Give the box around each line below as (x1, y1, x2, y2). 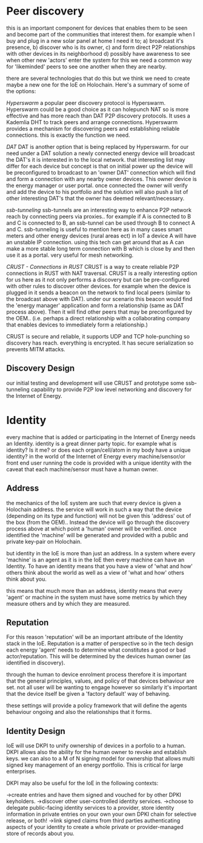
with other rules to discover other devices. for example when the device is (6, 282, 191, 289)
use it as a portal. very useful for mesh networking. (6, 251, 134, 259)
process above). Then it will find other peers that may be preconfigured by (6, 308, 193, 316)
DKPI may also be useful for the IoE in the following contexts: (6, 779, 159, 787)
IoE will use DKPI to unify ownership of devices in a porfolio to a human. (6, 742, 186, 749)
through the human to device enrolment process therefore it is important (6, 671, 187, 678)
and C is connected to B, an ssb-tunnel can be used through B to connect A (6, 219, 196, 226)
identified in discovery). (6, 659, 65, 667)
